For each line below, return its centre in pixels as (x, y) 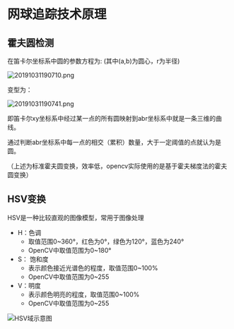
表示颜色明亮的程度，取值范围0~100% (84, 294)
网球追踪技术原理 (57, 14)
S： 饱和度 (33, 259)
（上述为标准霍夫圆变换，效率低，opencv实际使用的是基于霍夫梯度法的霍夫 (117, 166)
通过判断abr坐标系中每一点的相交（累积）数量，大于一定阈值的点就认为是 (114, 142)
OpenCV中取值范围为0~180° (70, 250)
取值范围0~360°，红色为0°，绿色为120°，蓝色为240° (106, 241)
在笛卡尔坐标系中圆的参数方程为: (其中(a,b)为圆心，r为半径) (94, 61)
